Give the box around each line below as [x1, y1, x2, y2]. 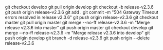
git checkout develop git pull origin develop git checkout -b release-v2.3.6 [5, 4, 154, 10]
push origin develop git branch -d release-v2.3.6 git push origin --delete [5, 35, 150, 41]
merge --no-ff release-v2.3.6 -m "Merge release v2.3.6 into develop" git [5, 30, 150, 35]
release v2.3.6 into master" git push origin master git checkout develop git [5, 25, 154, 31]
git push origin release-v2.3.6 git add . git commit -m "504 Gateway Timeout [5, 9, 159, 15]
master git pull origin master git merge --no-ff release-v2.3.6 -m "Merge [5, 19, 150, 25]
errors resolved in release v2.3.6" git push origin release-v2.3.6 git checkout [5, 15, 158, 20]
